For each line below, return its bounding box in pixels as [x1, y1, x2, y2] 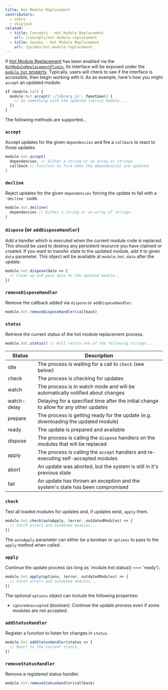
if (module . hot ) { [5, 89, 43, 94]
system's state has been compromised [37, 483, 128, 490]
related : [5, 26, 23, 31]
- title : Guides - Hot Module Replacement [9, 40, 99, 45]
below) [37, 367, 54, 374]
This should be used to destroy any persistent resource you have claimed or [5, 243, 162, 249]
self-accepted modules [61, 455, 118, 462]
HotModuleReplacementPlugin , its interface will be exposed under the [5, 63, 145, 69]
